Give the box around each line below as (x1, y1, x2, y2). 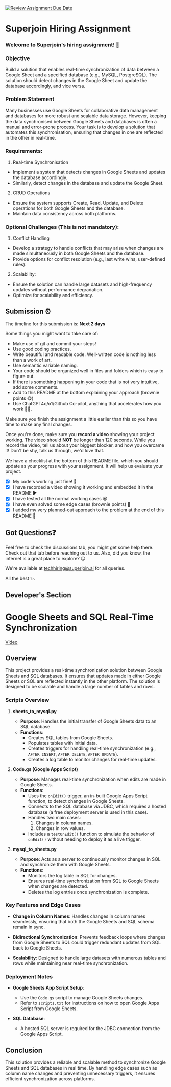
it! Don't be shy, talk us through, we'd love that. (5, 448, 105, 454)
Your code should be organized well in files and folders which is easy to (12, 368, 164, 374)
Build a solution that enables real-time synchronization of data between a (5, 67, 159, 73)
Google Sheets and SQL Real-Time (5, 611, 154, 623)
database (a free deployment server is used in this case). (28, 808, 148, 815)
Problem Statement (5, 95, 55, 103)
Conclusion (5, 1045, 43, 1054)
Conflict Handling (12, 235, 50, 241)
